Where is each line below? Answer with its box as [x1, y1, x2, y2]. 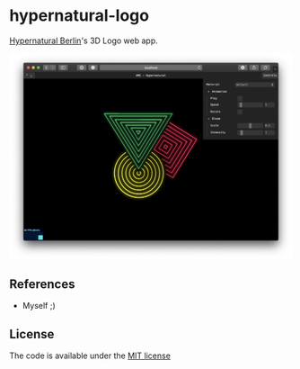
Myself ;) [22, 301, 56, 311]
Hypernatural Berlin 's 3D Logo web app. [9, 35, 159, 46]
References [9, 276, 75, 292]
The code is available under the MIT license [9, 350, 171, 361]
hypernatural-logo [9, 5, 150, 26]
